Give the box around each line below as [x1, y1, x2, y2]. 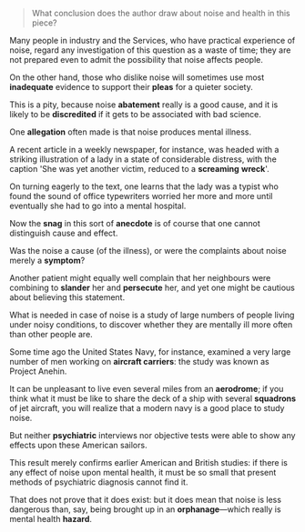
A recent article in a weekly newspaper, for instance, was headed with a [9, 145, 280, 155]
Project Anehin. [9, 366, 67, 376]
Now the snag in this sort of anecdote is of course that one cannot [9, 218, 261, 228]
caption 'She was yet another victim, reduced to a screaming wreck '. [9, 164, 270, 174]
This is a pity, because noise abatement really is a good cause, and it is [9, 99, 279, 110]
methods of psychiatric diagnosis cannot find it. [9, 477, 188, 487]
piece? [31, 17, 57, 28]
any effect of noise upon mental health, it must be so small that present [9, 467, 277, 477]
